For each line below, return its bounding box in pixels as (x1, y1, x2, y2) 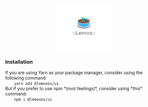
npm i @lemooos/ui (14, 97, 52, 102)
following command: (5, 75, 47, 81)
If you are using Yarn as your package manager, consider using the (5, 70, 143, 76)
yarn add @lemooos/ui (14, 81, 59, 86)
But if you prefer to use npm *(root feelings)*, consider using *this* (5, 86, 143, 92)
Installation (5, 58, 33, 65)
